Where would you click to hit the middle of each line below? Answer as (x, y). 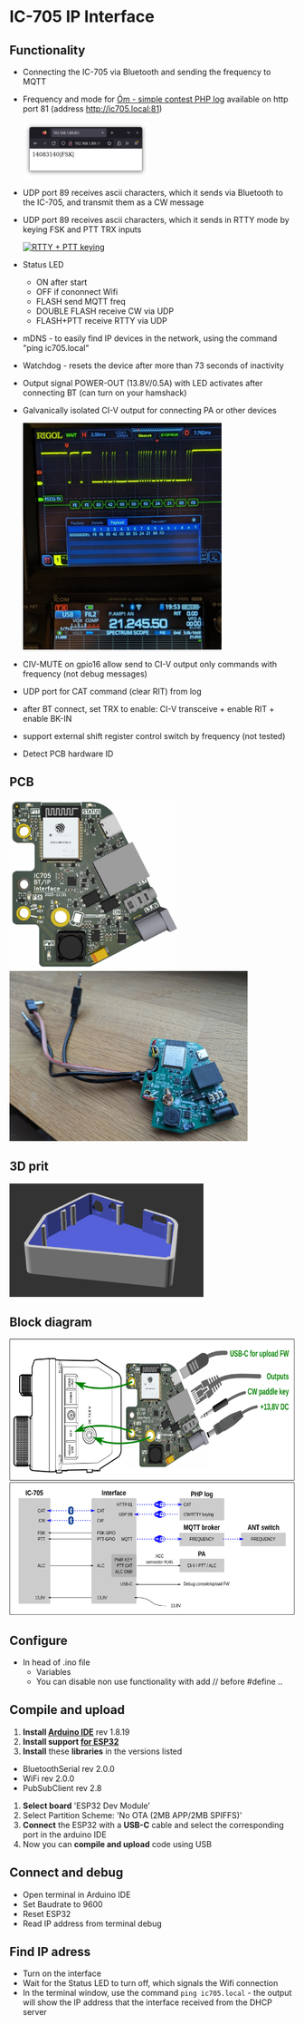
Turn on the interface (62, 1973)
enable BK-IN (47, 719)
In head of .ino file (56, 1662)
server (34, 2012)
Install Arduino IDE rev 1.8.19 (76, 1732)
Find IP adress (50, 1952)
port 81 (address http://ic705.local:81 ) (92, 109)
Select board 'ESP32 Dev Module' (86, 1806)
